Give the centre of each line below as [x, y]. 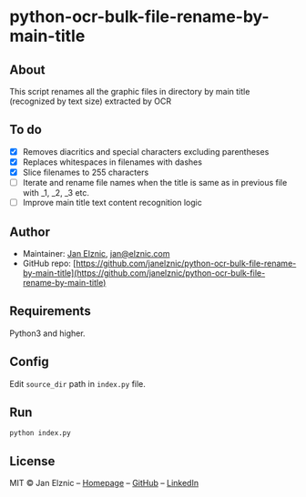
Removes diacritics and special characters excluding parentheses [146, 151]
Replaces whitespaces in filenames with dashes [112, 162]
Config [29, 362]
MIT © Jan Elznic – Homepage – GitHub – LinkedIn [104, 483]
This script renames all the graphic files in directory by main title [130, 91]
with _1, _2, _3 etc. [56, 193]
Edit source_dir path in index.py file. [77, 383]
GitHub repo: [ [49, 263]
